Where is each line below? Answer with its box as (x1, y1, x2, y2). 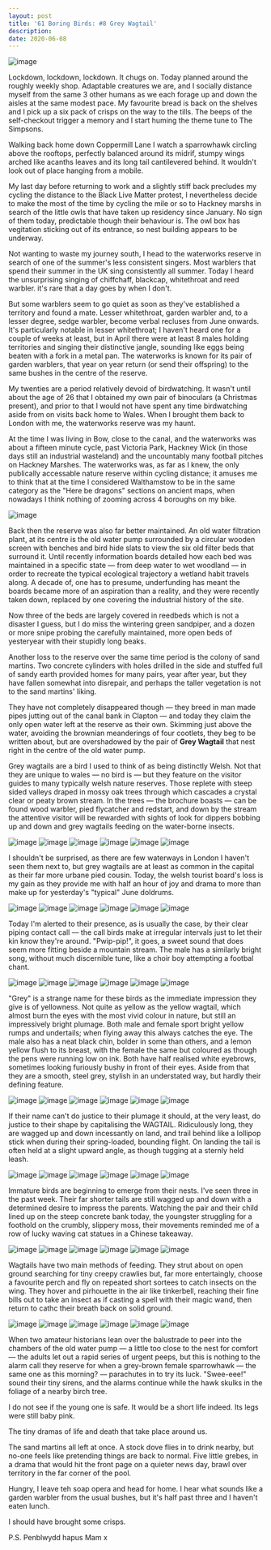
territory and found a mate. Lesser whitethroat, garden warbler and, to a (8, 308, 248, 317)
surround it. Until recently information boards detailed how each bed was (8, 552, 252, 562)
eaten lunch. (8, 1501, 50, 1511)
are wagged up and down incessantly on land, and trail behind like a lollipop (8, 1129, 261, 1139)
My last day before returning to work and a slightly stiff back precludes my (8, 182, 257, 192)
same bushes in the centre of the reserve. (8, 368, 148, 378)
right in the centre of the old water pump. (8, 746, 146, 756)
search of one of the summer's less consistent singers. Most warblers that (8, 257, 256, 268)
